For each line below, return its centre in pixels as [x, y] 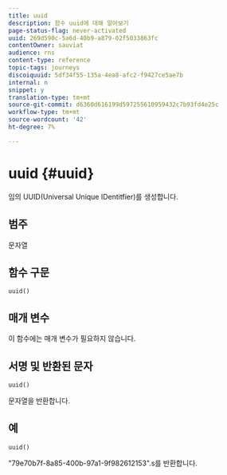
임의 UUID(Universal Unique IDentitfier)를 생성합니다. [94, 196]
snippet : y [26, 90]
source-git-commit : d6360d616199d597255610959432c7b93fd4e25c [113, 105]
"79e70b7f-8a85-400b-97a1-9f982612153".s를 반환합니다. [103, 463]
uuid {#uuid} [51, 173]
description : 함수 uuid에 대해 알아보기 [68, 23]
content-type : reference [49, 61]
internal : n [28, 82]
